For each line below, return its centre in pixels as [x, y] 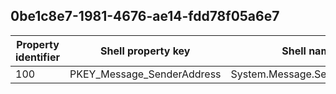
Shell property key [145, 51]
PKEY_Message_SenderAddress [145, 74]
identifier [37, 57]
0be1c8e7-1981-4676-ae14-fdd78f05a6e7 [145, 16]
